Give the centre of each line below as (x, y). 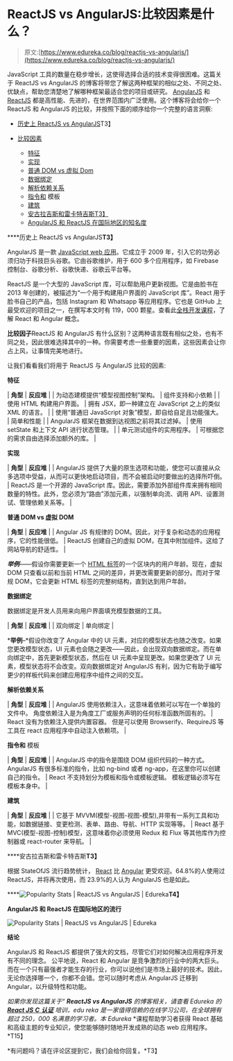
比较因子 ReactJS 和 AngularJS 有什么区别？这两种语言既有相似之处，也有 (112, 333)
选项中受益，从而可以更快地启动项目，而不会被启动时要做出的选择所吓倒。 (119, 476)
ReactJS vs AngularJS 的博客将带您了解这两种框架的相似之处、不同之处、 (120, 83)
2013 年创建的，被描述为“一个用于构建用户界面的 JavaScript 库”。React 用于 (116, 293)
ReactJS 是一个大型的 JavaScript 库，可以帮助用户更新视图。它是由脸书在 (113, 284)
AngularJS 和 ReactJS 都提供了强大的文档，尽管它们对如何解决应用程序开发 (115, 951)
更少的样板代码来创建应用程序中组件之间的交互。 (77, 675)
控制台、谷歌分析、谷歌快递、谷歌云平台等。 (71, 269)
